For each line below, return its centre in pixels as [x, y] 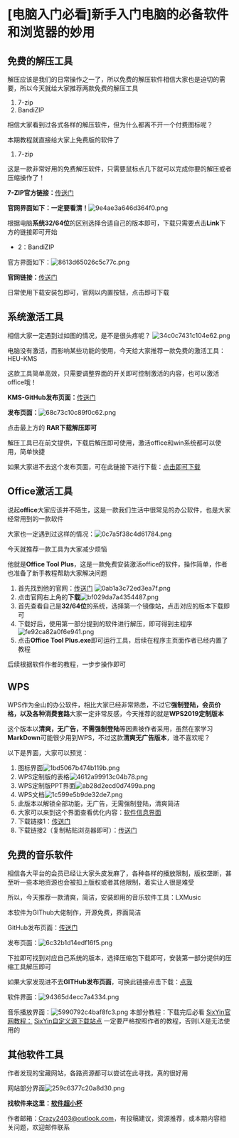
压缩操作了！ [26, 178]
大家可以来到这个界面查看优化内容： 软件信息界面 [89, 813]
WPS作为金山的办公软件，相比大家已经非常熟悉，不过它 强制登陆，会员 [111, 705]
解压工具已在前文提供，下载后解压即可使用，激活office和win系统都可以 [111, 443]
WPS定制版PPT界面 [47, 786]
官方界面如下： [29, 262]
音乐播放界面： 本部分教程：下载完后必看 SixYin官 [119, 1012]
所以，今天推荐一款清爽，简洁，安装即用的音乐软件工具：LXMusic [104, 897]
